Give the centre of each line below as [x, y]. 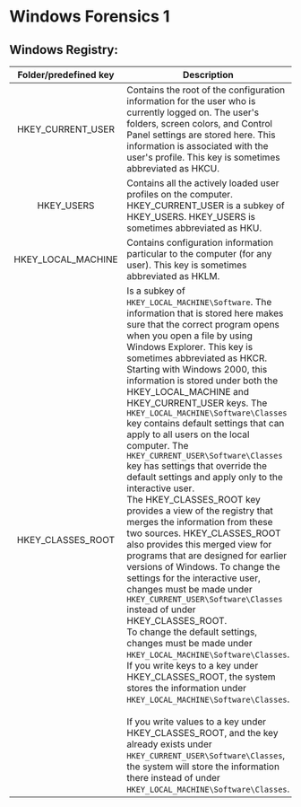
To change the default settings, [192, 632]
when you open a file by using [190, 336]
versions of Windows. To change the [203, 567]
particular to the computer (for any [199, 254]
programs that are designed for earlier [207, 556]
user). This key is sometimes [187, 265]
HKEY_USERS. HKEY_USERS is [191, 217]
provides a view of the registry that [200, 511]
